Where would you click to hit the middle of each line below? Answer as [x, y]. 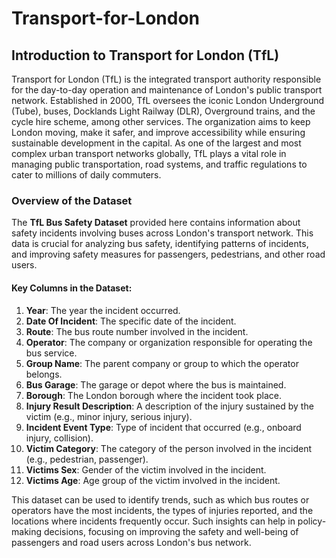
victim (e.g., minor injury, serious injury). [109, 416]
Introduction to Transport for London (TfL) [145, 55]
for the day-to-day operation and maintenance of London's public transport [167, 90]
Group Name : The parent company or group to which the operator [162, 363]
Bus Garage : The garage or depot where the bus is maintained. [156, 384]
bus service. [51, 353]
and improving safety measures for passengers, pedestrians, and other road [168, 254]
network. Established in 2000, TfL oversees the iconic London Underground [168, 100]
